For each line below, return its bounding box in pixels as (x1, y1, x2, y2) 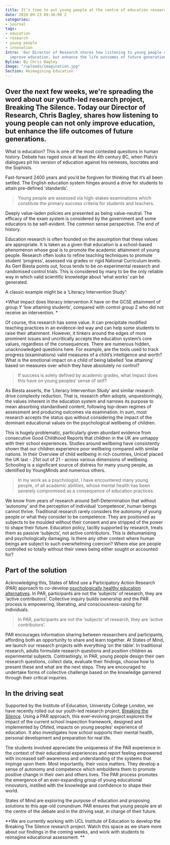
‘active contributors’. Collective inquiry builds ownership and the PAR (5, 596, 149, 602)
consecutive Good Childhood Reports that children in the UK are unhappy (5, 435, 158, 441)
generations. (5, 135, 47, 143)
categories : (5, 17, 30, 22)
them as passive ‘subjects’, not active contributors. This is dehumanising (5, 530, 156, 536)
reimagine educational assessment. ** (5, 834, 85, 840)
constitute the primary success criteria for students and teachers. (17, 200, 155, 206)
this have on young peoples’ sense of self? (17, 377, 107, 383)
